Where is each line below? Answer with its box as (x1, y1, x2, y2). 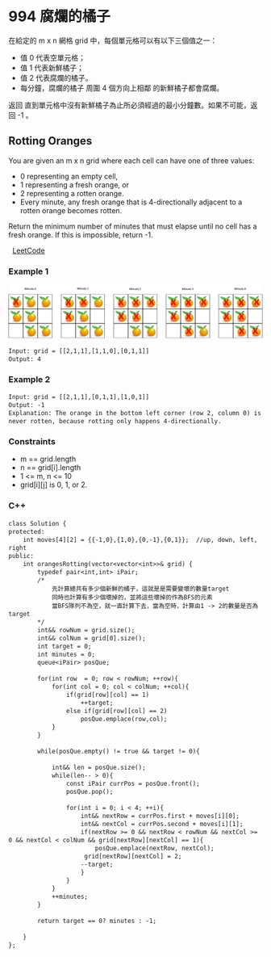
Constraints (8, 436, 56, 447)
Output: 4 (8, 355, 42, 363)
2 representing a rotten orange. (19, 188, 125, 198)
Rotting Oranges (8, 134, 93, 148)
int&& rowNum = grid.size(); (37, 626, 135, 634)
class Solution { (8, 519, 67, 527)
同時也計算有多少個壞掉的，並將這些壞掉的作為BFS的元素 (51, 593, 213, 602)
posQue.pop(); (65, 787, 114, 795)
